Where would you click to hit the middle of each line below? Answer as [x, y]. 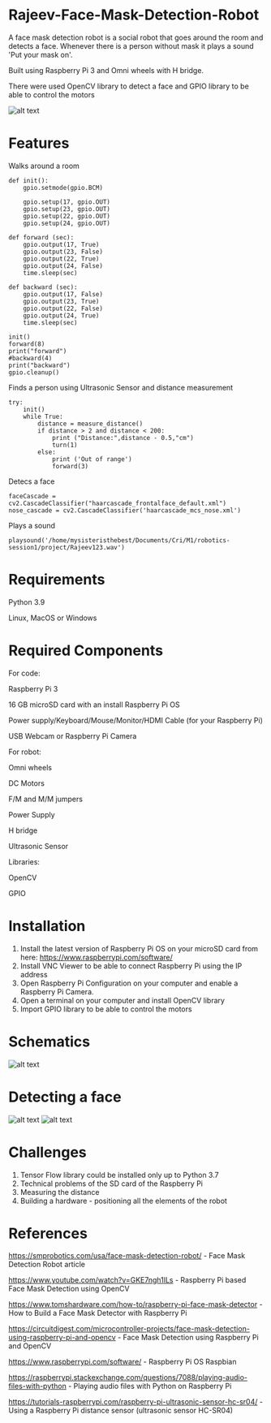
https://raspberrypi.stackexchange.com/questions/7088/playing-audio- [128, 1378]
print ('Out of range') [92, 459]
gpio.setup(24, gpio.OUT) [67, 223]
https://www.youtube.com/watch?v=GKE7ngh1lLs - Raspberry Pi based [127, 1280]
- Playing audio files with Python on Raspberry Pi [150, 1386]
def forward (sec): [41, 237]
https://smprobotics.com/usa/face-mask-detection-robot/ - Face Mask [127, 1256]
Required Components [86, 650]
